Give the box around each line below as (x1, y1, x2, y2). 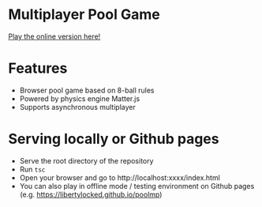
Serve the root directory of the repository (19, 156, 154, 165)
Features (8, 59, 68, 77)
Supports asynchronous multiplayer (19, 102, 136, 111)
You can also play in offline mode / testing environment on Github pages (19, 181, 255, 190)
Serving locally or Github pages (8, 130, 219, 148)
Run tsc (19, 164, 46, 174)
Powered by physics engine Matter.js (19, 93, 140, 103)
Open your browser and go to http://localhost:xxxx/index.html (19, 172, 221, 183)
